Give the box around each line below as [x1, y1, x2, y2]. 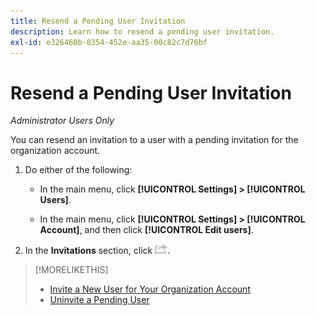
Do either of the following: [24, 164, 133, 176]
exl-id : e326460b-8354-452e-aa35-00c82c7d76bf [10, 37, 208, 47]
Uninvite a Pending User [49, 294, 150, 306]
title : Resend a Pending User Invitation [10, 16, 186, 26]
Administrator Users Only [10, 115, 115, 127]
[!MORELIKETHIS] [34, 264, 109, 276]
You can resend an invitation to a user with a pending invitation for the [10, 134, 299, 146]
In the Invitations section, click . [24, 245, 171, 257]
